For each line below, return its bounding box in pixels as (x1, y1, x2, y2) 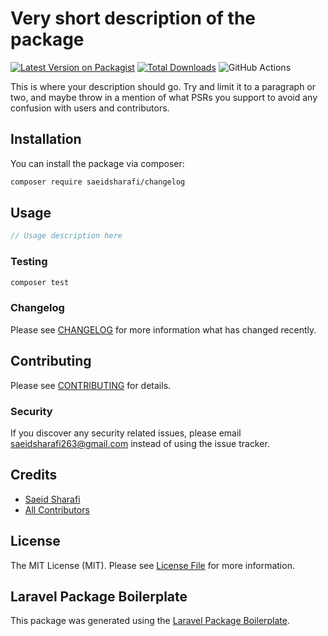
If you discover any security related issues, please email (10, 427, 242, 439)
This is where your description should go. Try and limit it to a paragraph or (10, 80, 317, 92)
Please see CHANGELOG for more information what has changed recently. (10, 323, 317, 336)
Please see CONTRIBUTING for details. (10, 379, 172, 391)
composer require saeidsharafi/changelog (10, 177, 186, 187)
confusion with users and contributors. (10, 102, 170, 114)
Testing (10, 255, 48, 269)
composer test (10, 277, 70, 287)
